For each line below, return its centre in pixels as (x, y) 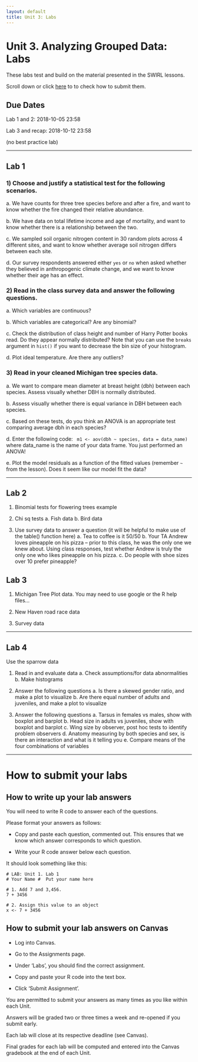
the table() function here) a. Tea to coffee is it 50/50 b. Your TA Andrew (101, 536)
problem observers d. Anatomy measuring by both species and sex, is (100, 733)
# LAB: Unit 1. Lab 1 (33, 874)
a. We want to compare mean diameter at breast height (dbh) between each (98, 386)
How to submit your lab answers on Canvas (87, 928)
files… (22, 601)
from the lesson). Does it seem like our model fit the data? (76, 469)
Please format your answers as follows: (54, 822)
